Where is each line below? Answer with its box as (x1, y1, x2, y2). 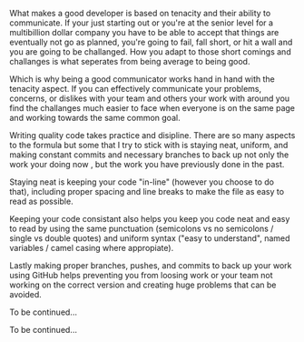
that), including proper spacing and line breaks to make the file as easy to (9, 186, 284, 196)
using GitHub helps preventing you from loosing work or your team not (9, 270, 274, 280)
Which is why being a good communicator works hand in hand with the (9, 74, 275, 85)
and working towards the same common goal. (9, 113, 181, 123)
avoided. (9, 289, 43, 299)
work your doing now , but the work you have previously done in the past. (9, 159, 285, 169)
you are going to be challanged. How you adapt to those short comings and (9, 46, 292, 57)
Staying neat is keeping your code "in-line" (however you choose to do (9, 176, 275, 187)
